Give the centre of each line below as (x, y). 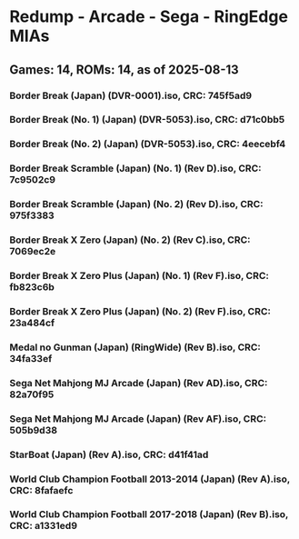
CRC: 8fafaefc (41, 490)
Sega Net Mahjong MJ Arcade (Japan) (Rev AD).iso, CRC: (139, 383)
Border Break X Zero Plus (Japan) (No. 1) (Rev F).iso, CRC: (140, 276)
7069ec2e (33, 252)
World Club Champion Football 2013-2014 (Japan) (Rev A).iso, (150, 479)
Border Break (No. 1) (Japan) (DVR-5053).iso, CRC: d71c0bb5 (147, 120)
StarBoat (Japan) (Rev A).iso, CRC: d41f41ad (109, 454)
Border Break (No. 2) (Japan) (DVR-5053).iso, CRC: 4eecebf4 (148, 145)
